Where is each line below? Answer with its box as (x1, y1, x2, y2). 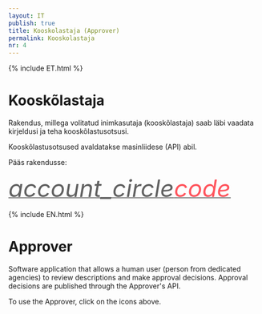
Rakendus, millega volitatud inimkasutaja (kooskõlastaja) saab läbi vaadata (8, 118, 254, 128)
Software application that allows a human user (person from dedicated (8, 264, 242, 273)
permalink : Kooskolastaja (8, 34, 95, 42)
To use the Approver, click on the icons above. (8, 297, 162, 306)
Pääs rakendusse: (8, 158, 67, 167)
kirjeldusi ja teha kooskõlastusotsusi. (8, 127, 130, 136)
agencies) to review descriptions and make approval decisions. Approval (8, 273, 248, 282)
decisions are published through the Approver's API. (8, 281, 181, 291)
